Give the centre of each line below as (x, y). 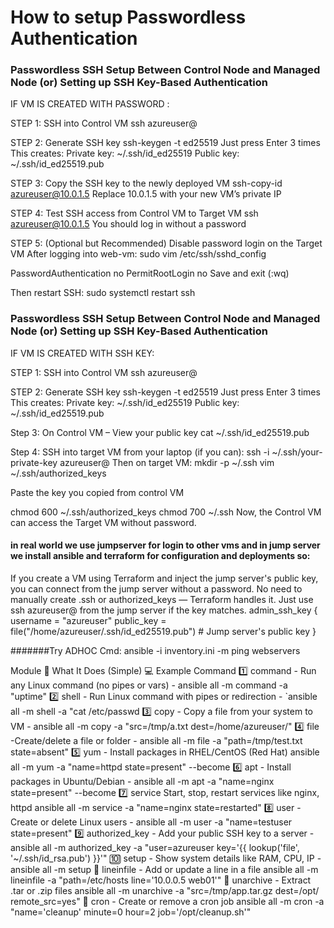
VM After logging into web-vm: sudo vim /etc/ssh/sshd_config (138, 254)
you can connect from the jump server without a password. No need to (156, 588)
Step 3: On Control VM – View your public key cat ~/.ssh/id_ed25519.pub (160, 432)
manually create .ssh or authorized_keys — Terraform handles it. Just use (162, 599)
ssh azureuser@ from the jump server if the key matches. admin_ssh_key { (164, 610)
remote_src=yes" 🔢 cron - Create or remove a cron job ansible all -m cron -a (167, 901)
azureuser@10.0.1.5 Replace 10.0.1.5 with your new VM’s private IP (146, 194)
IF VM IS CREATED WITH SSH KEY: (82, 353)
